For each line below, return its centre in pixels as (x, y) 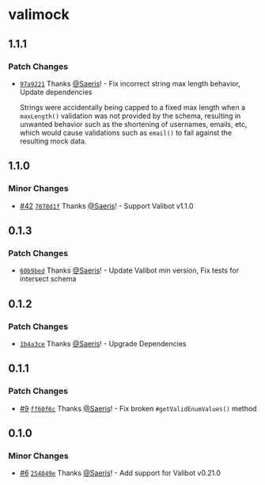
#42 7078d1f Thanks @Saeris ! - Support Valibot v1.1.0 (106, 206)
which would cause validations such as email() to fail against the (125, 132)
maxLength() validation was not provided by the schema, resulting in (130, 116)
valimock (39, 15)
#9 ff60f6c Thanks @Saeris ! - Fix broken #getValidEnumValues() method (138, 408)
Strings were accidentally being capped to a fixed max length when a (132, 107)
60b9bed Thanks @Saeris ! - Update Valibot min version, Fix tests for (129, 270)
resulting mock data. (53, 141)
